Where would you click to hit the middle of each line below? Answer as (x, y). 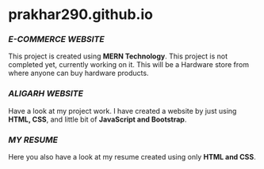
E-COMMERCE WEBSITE (56, 39)
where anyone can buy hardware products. (78, 73)
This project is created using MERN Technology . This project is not (118, 56)
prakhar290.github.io (80, 15)
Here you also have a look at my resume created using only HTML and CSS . (132, 157)
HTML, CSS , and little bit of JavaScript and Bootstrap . (98, 119)
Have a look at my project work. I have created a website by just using (122, 111)
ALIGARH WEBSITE (46, 94)
